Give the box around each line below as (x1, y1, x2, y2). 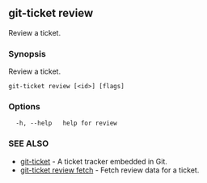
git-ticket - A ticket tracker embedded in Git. (19, 156, 168, 166)
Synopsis (8, 48, 46, 59)
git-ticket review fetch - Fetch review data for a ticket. (19, 165, 200, 175)
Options (8, 101, 40, 113)
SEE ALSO (8, 138, 49, 149)
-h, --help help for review (15, 119, 117, 128)
